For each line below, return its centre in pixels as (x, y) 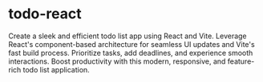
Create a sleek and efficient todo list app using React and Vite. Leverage (127, 36)
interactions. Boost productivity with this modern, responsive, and (117, 61)
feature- (241, 61)
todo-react (45, 14)
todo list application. (56, 69)
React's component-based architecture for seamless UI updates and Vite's (131, 44)
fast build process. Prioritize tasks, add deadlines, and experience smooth (131, 53)
